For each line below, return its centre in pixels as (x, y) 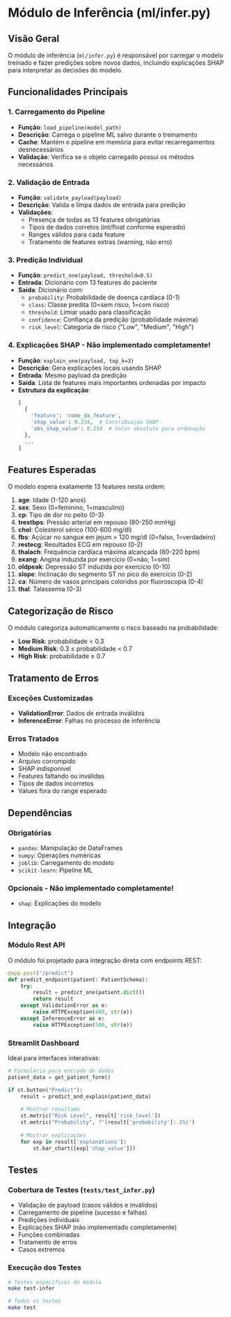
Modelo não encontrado (53, 754)
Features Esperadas (52, 470)
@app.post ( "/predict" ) (41, 973)
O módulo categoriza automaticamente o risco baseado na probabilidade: (113, 628)
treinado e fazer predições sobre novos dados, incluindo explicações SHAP (116, 63)
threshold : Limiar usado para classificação (90, 313)
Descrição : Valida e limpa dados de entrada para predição (102, 204)
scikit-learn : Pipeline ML (55, 870)
